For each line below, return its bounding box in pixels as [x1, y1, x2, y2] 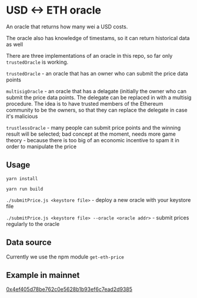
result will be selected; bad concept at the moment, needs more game [6, 130, 176, 137]
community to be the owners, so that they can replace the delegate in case [6, 106, 188, 113]
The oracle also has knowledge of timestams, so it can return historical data [6, 34, 190, 41]
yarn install [6, 175, 38, 182]
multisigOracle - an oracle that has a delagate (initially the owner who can [6, 87, 187, 94]
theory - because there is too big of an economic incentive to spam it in [6, 136, 179, 143]
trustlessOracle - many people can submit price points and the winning [6, 124, 181, 131]
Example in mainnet [6, 270, 80, 280]
